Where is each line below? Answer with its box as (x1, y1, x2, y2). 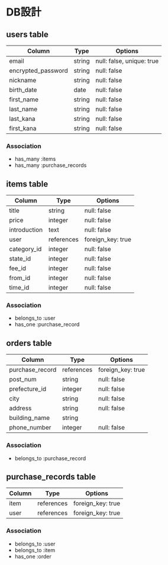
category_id (9, 245, 42, 253)
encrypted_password (9, 66, 68, 75)
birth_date (9, 86, 37, 94)
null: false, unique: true (95, 57, 159, 65)
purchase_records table (6, 471, 96, 481)
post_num (9, 375, 37, 384)
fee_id (9, 264, 27, 272)
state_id (9, 255, 31, 263)
